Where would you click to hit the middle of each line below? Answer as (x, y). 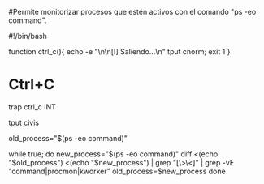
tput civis (24, 122)
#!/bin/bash (28, 36)
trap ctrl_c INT (32, 107)
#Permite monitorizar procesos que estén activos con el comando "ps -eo (132, 12)
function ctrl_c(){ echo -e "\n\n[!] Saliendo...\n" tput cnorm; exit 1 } (119, 51)
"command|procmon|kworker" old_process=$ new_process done (117, 171)
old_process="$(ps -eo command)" (68, 138)
